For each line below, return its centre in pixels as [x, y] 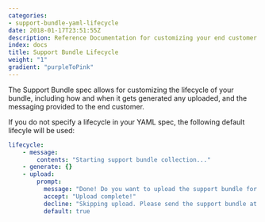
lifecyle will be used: [42, 130]
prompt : [49, 182]
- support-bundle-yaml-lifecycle [63, 23]
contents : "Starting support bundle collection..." [124, 159]
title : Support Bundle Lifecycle [63, 52]
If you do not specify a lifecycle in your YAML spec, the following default [127, 122]
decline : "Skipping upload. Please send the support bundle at [150, 204]
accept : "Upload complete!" [90, 196]
